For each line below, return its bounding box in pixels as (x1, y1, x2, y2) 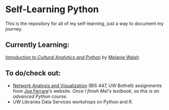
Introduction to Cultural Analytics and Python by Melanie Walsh (5, 54, 139, 60)
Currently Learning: (5, 41, 70, 49)
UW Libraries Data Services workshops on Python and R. (12, 98, 133, 105)
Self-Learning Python (5, 4, 99, 15)
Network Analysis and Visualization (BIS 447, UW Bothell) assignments (12, 82, 162, 89)
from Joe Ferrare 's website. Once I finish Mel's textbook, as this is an (12, 88, 160, 94)
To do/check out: (5, 69, 61, 77)
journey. (5, 25, 23, 32)
